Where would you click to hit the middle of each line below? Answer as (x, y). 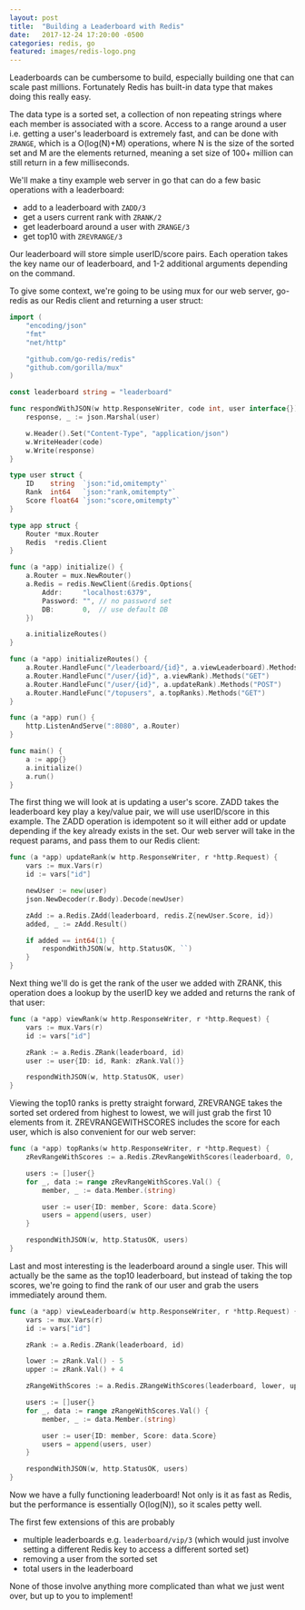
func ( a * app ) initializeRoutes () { (79, 660)
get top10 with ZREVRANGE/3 (72, 236)
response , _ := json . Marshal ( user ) (93, 417)
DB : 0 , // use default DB (105, 610)
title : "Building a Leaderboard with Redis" (97, 26)
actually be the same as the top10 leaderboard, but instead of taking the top (151, 1275)
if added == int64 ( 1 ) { (71, 940)
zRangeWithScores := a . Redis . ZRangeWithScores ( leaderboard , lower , (156, 1386)
